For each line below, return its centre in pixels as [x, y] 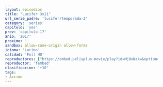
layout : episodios [24, 9]
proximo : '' [17, 41]
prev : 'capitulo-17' [26, 32]
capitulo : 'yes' [21, 28]
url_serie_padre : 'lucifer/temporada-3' [47, 18]
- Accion [14, 77]
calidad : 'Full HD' [25, 54]
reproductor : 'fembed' [28, 63]
